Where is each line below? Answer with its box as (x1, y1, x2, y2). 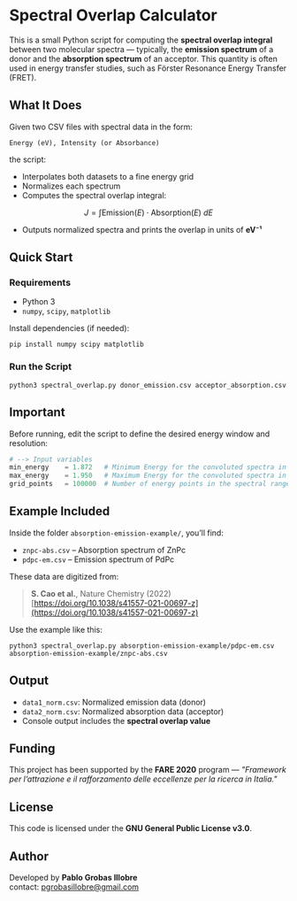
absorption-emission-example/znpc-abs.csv (9, 649, 168, 658)
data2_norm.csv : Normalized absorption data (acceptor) (21, 705, 225, 717)
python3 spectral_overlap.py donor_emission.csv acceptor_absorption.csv (9, 381, 287, 389)
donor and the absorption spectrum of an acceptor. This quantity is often (9, 53, 278, 64)
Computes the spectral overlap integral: (21, 189, 167, 200)
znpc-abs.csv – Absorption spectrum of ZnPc (21, 544, 187, 555)
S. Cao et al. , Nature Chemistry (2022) (30, 588, 171, 598)
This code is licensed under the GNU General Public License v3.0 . (9, 823, 253, 834)
